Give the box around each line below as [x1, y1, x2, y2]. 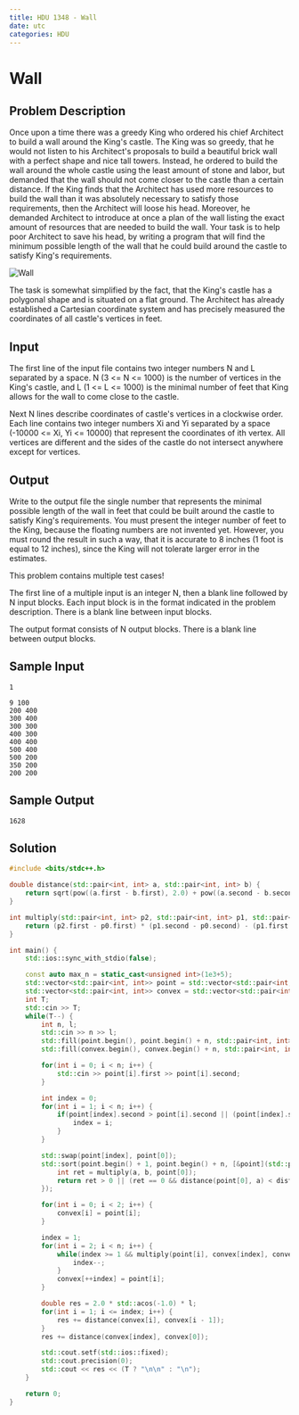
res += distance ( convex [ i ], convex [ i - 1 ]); [56, 1315, 225, 1325]
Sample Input [9, 659, 85, 674]
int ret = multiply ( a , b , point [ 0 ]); [56, 1168, 198, 1177]
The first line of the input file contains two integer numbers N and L [9, 363, 255, 374]
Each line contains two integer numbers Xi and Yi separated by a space [9, 418, 271, 429]
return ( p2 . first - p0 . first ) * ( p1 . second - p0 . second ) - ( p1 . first [25, 921, 289, 931]
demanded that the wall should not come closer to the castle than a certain [9, 175, 285, 186]
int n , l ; [41, 1020, 77, 1029]
